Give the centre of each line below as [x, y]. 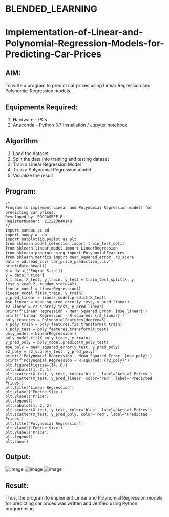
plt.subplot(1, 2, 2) [28, 405]
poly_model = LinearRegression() [41, 333]
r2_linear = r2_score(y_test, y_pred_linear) [55, 307]
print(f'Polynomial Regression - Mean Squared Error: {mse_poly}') [79, 356]
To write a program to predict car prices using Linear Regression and [78, 86]
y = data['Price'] [25, 275]
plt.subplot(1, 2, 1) [28, 369]
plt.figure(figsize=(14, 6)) [36, 365]
